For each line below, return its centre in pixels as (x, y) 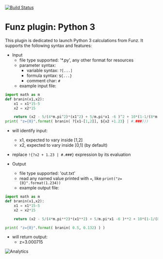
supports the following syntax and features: (49, 46)
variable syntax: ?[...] (49, 70)
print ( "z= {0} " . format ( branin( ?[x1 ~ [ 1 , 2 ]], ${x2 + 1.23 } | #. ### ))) (77, 122)
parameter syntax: (38, 65)
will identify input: (30, 131)
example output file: (39, 188)
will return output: (30, 237)
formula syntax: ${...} (49, 76)
